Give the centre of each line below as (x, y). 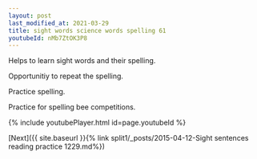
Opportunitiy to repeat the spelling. (66, 76)
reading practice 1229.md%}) (57, 147)
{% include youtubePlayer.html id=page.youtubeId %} (97, 123)
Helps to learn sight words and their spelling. (82, 61)
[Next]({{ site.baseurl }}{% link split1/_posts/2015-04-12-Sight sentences (128, 138)
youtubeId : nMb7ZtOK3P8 (48, 38)
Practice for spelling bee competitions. (72, 107)
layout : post (30, 16)
